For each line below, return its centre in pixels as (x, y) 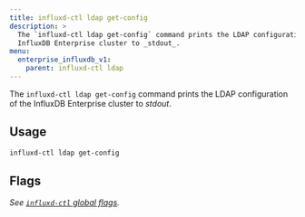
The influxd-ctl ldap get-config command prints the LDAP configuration (149, 94)
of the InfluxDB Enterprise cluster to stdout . (91, 103)
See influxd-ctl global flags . (64, 203)
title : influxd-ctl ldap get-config (79, 18)
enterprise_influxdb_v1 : (64, 60)
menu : (20, 52)
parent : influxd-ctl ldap (75, 69)
